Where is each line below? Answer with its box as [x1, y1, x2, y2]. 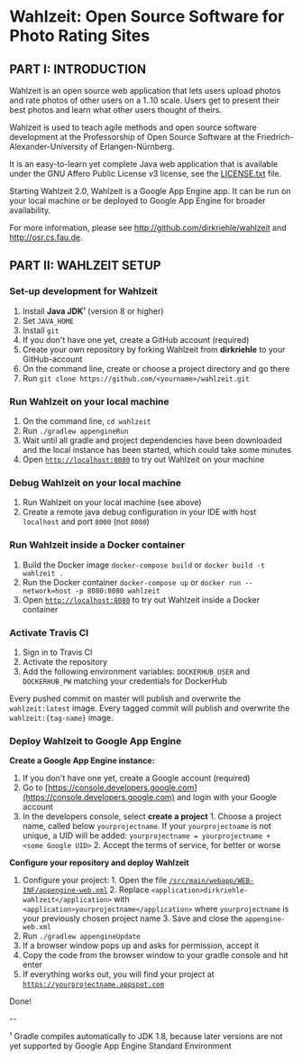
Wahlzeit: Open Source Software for [9, 6, 285, 27]
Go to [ [22, 782, 49, 793]
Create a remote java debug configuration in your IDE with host [22, 507, 257, 518]
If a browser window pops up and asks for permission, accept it [22, 940, 260, 951]
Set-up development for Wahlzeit [9, 285, 158, 298]
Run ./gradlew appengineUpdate [22, 931, 142, 942]
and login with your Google [177, 792, 278, 803]
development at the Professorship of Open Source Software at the [9, 132, 255, 142]
